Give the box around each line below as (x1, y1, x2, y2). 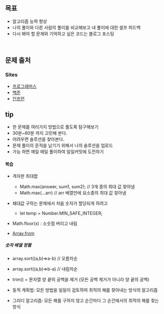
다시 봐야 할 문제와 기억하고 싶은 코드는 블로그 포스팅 (12, 31, 114, 37)
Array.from (12, 230, 35, 236)
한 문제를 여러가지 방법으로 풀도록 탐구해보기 (12, 124, 99, 130)
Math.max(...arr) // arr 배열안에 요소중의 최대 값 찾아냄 (19, 190, 126, 196)
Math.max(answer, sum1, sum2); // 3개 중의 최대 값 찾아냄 (19, 183, 135, 189)
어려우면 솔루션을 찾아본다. (12, 136, 64, 142)
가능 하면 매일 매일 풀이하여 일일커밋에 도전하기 (12, 149, 104, 155)
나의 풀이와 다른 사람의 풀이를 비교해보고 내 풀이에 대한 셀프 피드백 (12, 24, 141, 30)
